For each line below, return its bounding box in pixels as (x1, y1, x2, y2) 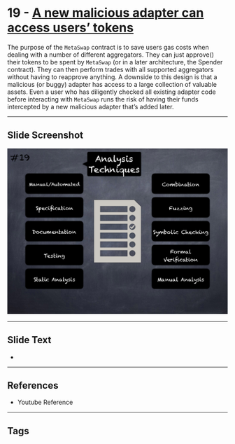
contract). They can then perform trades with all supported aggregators (7, 65, 214, 74)
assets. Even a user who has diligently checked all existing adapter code (7, 88, 216, 96)
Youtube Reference (17, 398, 73, 407)
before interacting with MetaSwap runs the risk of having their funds (7, 95, 199, 103)
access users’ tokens (7, 20, 134, 36)
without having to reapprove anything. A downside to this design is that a (7, 72, 218, 81)
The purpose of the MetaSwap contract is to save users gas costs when (7, 43, 209, 51)
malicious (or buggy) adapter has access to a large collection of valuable (7, 80, 217, 88)
